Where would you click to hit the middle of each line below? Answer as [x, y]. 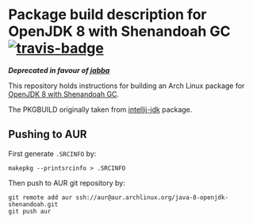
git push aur [30, 211]
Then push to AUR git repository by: [67, 183]
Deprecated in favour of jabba [59, 70]
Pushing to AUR [48, 135]
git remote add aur [40, 197]
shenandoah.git [33, 204]
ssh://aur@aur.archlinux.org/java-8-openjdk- [152, 197]
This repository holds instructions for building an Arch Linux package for [126, 86]
